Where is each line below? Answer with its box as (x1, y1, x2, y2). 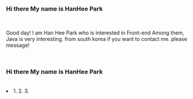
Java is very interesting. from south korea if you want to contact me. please (6, 36, 188, 43)
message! (6, 42, 30, 49)
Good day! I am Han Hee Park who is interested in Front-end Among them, (6, 29, 185, 36)
